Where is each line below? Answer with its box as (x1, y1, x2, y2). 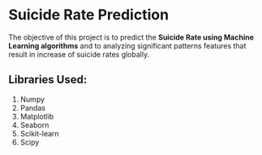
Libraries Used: (8, 73, 88, 86)
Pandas (19, 103, 46, 112)
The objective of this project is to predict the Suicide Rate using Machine (8, 32, 254, 42)
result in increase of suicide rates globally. (8, 49, 150, 59)
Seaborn (19, 119, 49, 130)
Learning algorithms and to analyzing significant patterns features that (8, 40, 247, 50)
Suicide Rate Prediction (8, 6, 169, 24)
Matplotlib (19, 111, 54, 121)
